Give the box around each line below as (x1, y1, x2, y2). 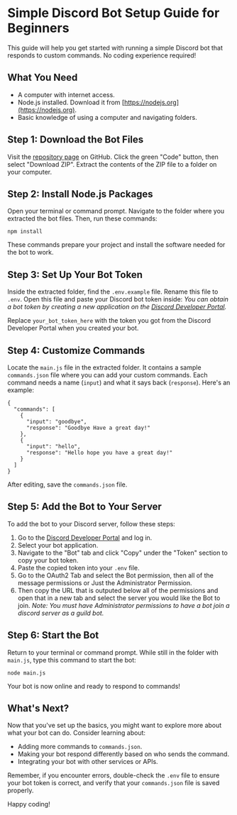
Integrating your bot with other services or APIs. (17, 758, 158, 766)
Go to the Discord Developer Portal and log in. (17, 533, 153, 542)
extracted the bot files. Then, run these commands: (7, 214, 158, 223)
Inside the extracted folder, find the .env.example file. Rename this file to (7, 287, 219, 296)
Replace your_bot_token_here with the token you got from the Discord (7, 316, 211, 325)
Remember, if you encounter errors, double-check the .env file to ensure (7, 771, 220, 780)
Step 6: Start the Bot (7, 629, 99, 641)
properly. (7, 786, 34, 795)
